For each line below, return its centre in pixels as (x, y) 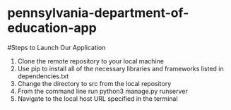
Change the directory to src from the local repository (94, 83)
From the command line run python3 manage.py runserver (103, 91)
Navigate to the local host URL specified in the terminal (97, 98)
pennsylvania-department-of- (98, 13)
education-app (52, 28)
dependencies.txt (43, 76)
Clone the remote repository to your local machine (91, 61)
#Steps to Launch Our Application (57, 47)
